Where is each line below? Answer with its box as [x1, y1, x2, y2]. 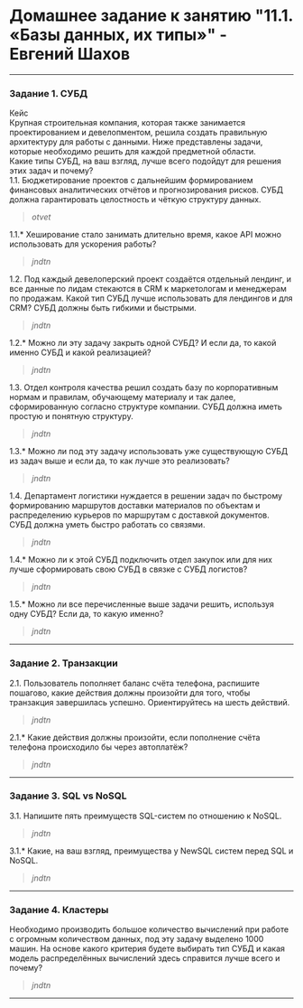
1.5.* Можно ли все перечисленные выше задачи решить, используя [9, 599, 275, 610]
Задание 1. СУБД [9, 87, 88, 99]
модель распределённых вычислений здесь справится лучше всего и [9, 953, 280, 964]
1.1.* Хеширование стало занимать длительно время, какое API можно [9, 229, 282, 240]
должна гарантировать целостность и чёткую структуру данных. [9, 194, 262, 205]
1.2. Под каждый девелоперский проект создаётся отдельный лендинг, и [9, 274, 291, 285]
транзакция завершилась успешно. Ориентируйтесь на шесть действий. [9, 696, 290, 707]
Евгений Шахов [9, 44, 131, 64]
